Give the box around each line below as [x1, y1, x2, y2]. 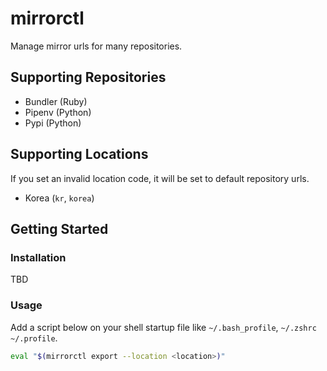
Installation [10, 250, 67, 264]
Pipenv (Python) [24, 106, 92, 118]
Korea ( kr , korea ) [24, 192, 95, 204]
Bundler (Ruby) [24, 95, 88, 107]
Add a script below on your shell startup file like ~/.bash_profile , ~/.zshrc [10, 321, 317, 333]
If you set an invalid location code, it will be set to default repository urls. [10, 172, 310, 184]
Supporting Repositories [10, 69, 167, 86]
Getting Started [10, 220, 109, 237]
